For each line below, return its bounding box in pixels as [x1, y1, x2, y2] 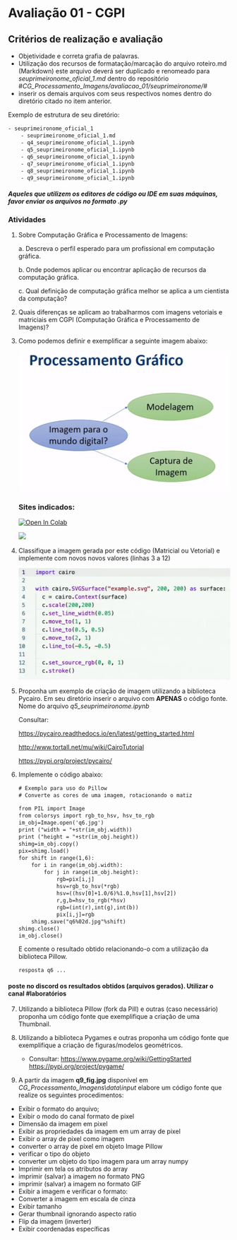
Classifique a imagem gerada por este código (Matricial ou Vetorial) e [18, 546, 221, 555]
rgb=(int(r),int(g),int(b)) [56, 904, 139, 911]
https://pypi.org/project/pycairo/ [18, 756, 112, 764]
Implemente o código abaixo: [18, 770, 103, 779]
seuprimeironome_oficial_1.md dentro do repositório [18, 74, 169, 83]
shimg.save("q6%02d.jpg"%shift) [31, 918, 126, 925]
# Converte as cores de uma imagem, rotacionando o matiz [18, 791, 193, 799]
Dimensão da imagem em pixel [18, 1120, 108, 1128]
